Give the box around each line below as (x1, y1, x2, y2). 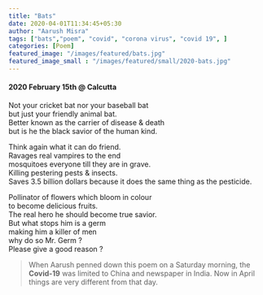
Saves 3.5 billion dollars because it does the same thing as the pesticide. (8, 176, 252, 187)
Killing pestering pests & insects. (8, 168, 118, 178)
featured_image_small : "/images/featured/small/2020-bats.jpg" (8, 58, 231, 66)
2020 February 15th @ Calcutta (8, 82, 117, 92)
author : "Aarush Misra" (8, 27, 90, 35)
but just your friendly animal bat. (8, 109, 117, 119)
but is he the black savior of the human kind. (8, 127, 158, 137)
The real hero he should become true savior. (8, 210, 157, 219)
